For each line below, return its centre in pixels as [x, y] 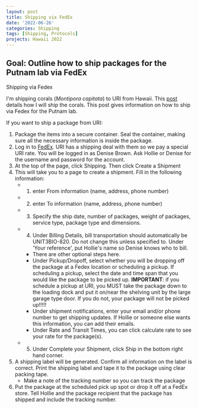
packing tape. [31, 374]
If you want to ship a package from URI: [55, 122]
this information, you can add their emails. [84, 323]
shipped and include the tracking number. [66, 399]
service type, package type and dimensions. [87, 222]
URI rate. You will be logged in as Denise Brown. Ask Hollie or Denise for [103, 153]
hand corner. [48, 355]
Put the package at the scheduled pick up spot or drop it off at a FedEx [101, 386]
